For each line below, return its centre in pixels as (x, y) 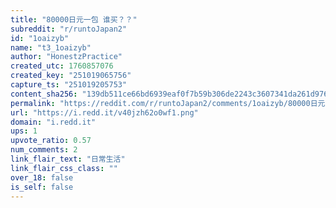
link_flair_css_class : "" (64, 168)
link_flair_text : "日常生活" (68, 159)
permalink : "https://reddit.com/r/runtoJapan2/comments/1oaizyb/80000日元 (168, 103)
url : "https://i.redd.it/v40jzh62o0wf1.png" (104, 112)
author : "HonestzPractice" (66, 57)
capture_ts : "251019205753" (69, 85)
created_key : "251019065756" (71, 76)
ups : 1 (24, 131)
